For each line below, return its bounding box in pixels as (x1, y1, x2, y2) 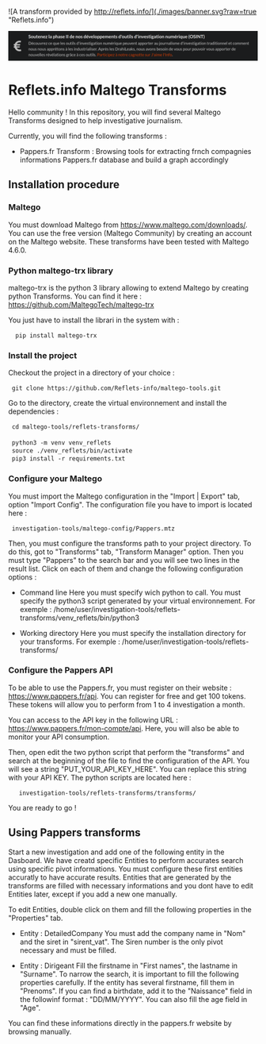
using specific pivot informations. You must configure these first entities (8, 864, 243, 873)
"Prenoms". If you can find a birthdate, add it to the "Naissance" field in (19, 986, 253, 996)
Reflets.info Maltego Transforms (8, 81, 227, 99)
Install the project (8, 349, 78, 360)
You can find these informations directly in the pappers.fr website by (8, 1018, 232, 1027)
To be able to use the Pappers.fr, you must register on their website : (8, 683, 232, 692)
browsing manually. (8, 1027, 72, 1036)
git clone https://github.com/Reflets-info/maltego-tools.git (11, 384, 222, 392)
